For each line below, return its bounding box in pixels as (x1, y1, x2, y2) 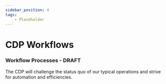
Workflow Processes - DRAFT (5, 57, 81, 64)
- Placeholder (14, 17, 45, 22)
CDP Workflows (5, 39, 74, 50)
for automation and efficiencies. (5, 74, 73, 80)
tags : (5, 12, 17, 17)
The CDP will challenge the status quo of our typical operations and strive (5, 68, 161, 74)
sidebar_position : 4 (5, 7, 50, 13)
